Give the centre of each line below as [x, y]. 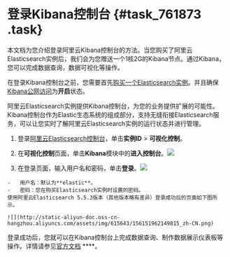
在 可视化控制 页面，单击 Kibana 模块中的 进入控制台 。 [92, 153]
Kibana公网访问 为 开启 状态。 [48, 91]
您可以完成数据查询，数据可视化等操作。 [65, 67]
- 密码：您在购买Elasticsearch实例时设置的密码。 [76, 190]
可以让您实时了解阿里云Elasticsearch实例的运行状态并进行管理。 [112, 123]
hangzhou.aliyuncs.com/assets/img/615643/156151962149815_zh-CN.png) [111, 223]
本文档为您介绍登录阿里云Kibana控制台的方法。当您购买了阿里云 [100, 50]
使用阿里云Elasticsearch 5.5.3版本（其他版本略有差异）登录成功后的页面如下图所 [113, 197]
